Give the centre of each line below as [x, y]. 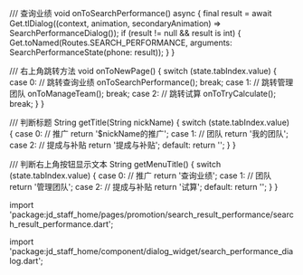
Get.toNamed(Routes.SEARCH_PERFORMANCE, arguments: [121, 43]
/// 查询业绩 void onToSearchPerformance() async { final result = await [141, 13]
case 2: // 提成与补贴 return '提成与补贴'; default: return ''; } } [123, 145]
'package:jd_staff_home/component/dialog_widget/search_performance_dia [151, 251]
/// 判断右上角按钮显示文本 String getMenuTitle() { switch [115, 164]
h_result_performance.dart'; [62, 224]
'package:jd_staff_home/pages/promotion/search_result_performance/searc [151, 214]
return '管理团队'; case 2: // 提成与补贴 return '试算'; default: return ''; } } [144, 187]
